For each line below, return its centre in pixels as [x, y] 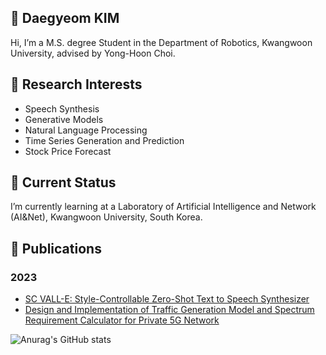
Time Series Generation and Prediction [104, 140]
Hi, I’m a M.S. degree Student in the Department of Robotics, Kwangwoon [161, 42]
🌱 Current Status [63, 182]
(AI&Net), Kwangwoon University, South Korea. [106, 217]
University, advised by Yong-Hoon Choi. [93, 53]
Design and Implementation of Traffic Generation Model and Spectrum [169, 310]
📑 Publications [56, 248]
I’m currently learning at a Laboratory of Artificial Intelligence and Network [163, 207]
